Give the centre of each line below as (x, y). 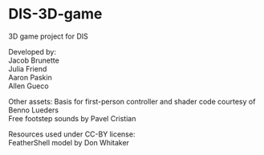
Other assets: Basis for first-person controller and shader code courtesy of (132, 101)
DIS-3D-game (55, 14)
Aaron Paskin (30, 77)
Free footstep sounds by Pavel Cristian (72, 118)
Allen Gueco (29, 86)
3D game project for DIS (48, 36)
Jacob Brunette (34, 60)
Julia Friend (28, 68)
